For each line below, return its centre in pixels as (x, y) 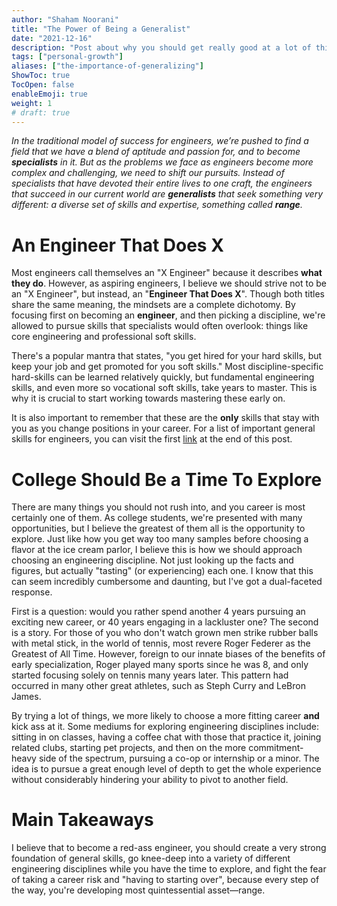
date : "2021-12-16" (52, 38)
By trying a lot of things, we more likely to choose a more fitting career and (165, 716)
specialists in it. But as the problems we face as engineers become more (162, 162)
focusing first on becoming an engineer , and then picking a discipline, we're (168, 315)
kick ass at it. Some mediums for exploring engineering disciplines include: (165, 727)
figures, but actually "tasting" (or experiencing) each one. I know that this (162, 571)
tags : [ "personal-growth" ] (67, 57)
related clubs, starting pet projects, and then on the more (129, 748)
